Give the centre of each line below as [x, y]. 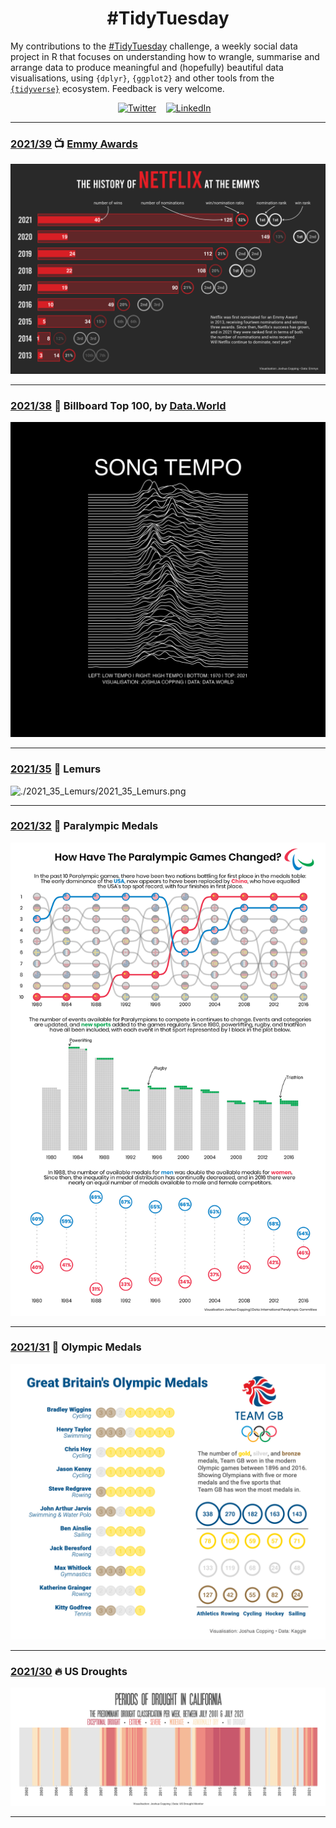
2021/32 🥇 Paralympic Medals [84, 826]
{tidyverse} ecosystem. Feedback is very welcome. [117, 88]
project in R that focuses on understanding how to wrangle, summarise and [165, 56]
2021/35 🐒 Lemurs [56, 769]
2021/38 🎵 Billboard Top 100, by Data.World [118, 405]
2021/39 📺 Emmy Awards [74, 144]
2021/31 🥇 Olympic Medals [76, 1347]
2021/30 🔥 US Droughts [69, 1671]
